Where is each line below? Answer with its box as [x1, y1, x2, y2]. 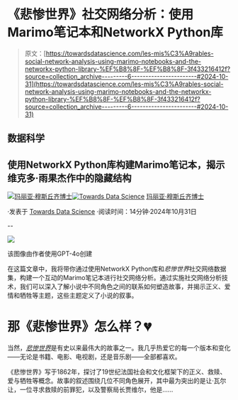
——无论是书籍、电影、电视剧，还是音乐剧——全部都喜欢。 [7, 352, 181, 361]
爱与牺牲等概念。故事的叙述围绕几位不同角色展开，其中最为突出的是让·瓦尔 [7, 377, 227, 385]
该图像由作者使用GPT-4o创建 [7, 249, 93, 258]
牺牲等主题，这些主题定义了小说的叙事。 [19, 291, 138, 300]
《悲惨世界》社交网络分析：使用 [7, 6, 194, 23]
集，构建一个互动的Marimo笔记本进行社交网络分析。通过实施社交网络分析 [7, 274, 222, 282]
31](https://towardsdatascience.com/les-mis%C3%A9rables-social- [24, 80, 224, 88]
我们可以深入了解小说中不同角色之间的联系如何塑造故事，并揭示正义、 [19, 282, 225, 291]
